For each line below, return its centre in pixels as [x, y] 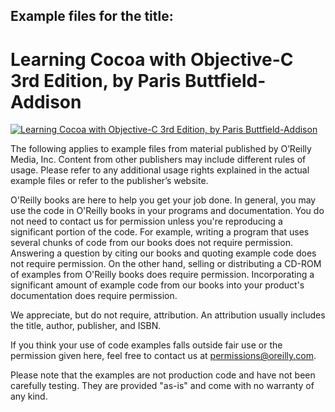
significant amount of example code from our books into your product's [157, 285]
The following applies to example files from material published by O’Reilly [161, 149]
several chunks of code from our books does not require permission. [151, 243]
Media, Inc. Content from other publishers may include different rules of [158, 160]
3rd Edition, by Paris [96, 80]
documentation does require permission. [94, 296]
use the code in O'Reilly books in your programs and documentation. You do [167, 211]
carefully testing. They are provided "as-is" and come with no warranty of [162, 386]
